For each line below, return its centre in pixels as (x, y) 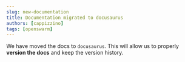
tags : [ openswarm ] (29, 29)
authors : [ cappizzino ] (35, 23)
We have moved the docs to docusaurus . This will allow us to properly (92, 46)
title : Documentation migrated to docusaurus (65, 18)
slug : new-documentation (38, 12)
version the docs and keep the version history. (65, 53)
